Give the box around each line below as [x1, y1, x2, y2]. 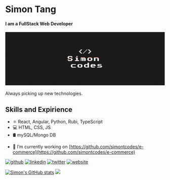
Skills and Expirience [5, 105, 72, 114]
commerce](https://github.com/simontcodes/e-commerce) [12, 149, 136, 155]
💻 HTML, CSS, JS [12, 124, 51, 130]
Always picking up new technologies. [5, 90, 83, 97]
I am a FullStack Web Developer [5, 20, 73, 26]
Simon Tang [5, 4, 57, 15]
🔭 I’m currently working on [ [12, 143, 71, 150]
